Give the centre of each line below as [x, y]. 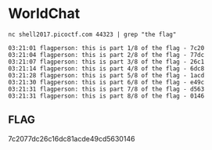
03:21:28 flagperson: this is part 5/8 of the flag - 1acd [106, 75]
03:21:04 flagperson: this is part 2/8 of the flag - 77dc [106, 55]
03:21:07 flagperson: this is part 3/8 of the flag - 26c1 [106, 62]
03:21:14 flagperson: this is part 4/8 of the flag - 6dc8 [106, 68]
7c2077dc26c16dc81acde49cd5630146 [72, 138]
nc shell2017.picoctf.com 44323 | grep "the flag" [92, 34]
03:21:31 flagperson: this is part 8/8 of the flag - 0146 [106, 96]
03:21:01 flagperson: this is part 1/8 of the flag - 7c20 [106, 48]
